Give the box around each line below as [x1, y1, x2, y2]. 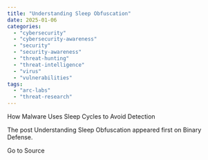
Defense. [7, 133, 33, 141]
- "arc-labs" [13, 87, 51, 94]
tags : [7, 81, 23, 88]
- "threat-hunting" [13, 55, 70, 62]
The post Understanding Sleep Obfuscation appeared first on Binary [7, 126, 202, 134]
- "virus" [13, 68, 41, 74]
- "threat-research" [13, 94, 73, 101]
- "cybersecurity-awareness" [13, 36, 97, 43]
